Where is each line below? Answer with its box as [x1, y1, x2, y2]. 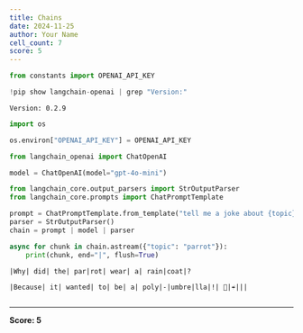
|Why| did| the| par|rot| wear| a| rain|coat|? [9, 266, 192, 275]
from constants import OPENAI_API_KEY [9, 71, 155, 81]
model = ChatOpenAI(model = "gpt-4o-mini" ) [9, 168, 168, 177]
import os [9, 119, 47, 129]
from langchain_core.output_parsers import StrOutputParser [9, 184, 241, 193]
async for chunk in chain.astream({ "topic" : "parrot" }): [9, 242, 228, 251]
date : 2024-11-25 [9, 22, 75, 31]
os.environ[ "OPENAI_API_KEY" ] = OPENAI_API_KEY [9, 136, 192, 145]
